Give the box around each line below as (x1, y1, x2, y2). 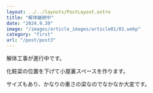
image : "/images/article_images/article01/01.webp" (6, 26, 141, 32)
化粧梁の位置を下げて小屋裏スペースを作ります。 (6, 67, 129, 75)
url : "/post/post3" (6, 37, 56, 43)
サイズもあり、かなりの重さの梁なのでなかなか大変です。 (6, 80, 151, 88)
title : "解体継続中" (6, 15, 54, 21)
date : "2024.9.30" (6, 20, 53, 26)
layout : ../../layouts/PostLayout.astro (6, 9, 111, 15)
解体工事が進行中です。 (6, 55, 65, 61)
